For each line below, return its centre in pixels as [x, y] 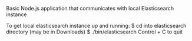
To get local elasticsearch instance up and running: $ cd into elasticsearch [96, 26]
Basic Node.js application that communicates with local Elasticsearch [90, 8]
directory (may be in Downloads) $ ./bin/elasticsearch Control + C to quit [95, 32]
